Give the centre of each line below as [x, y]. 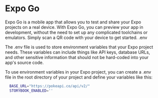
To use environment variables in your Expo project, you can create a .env [78, 72]
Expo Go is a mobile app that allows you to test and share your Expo [73, 22]
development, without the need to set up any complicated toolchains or [76, 32]
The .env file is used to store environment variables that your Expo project [79, 47]
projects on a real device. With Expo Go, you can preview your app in [74, 27]
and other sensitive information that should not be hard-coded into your [77, 57]
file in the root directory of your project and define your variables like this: [79, 77]
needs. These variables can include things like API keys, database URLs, [78, 52]
